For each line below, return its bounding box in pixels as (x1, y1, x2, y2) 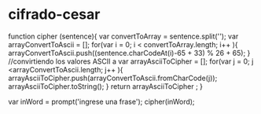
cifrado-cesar (8, 6, 101, 24)
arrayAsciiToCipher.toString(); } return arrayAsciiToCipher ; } (8, 81, 203, 91)
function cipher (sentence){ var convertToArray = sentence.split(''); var (8, 31, 239, 41)
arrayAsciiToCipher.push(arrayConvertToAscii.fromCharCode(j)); (8, 73, 218, 83)
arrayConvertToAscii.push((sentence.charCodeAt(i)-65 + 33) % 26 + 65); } (8, 48, 251, 57)
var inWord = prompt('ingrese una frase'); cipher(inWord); (8, 97, 195, 106)
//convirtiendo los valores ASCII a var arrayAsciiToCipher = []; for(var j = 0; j (8, 57, 254, 66)
